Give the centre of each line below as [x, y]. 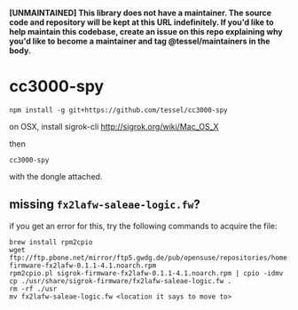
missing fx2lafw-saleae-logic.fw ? [105, 205]
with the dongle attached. [56, 176]
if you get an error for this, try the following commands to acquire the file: [143, 226]
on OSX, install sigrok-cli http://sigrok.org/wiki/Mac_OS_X [114, 126]
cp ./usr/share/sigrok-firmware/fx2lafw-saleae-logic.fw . [121, 281]
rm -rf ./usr [33, 289]
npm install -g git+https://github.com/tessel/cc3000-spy [118, 110]
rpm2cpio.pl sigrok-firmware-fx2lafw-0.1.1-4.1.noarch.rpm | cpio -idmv [146, 273]
